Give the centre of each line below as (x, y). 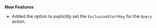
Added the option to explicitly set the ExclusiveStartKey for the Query (82, 16)
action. (19, 21)
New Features (19, 7)
